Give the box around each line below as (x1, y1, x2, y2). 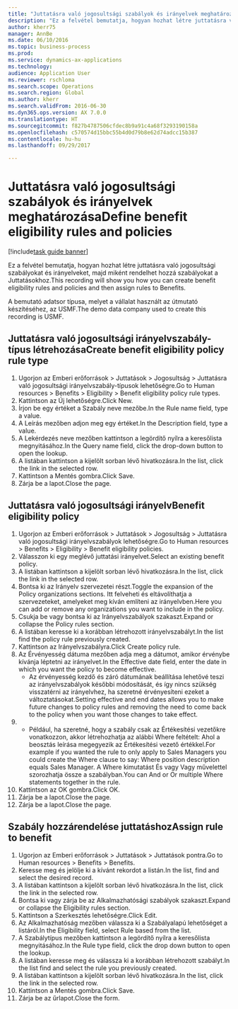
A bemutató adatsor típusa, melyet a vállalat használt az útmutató (8, 297, 198, 306)
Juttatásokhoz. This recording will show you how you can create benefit (8, 276, 216, 285)
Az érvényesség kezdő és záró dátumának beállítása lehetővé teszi (28, 672, 225, 680)
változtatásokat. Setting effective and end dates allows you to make (28, 695, 225, 703)
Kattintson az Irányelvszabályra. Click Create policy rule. (18, 642, 181, 651)
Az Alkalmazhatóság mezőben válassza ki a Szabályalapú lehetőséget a (18, 918, 228, 927)
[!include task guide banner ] (8, 247, 89, 256)
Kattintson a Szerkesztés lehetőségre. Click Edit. (18, 911, 158, 919)
